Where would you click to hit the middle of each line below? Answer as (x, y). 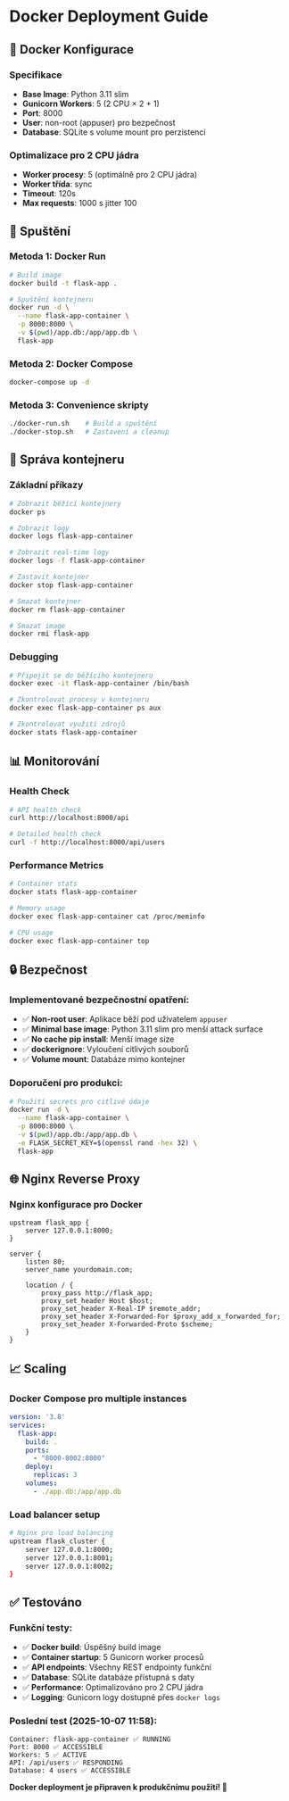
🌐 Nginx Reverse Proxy (75, 1179)
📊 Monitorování (54, 762)
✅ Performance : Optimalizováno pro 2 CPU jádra (112, 1688)
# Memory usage (37, 909)
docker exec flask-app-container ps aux (86, 708)
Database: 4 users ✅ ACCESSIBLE (70, 1771)
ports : (37, 1450)
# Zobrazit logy (39, 528)
